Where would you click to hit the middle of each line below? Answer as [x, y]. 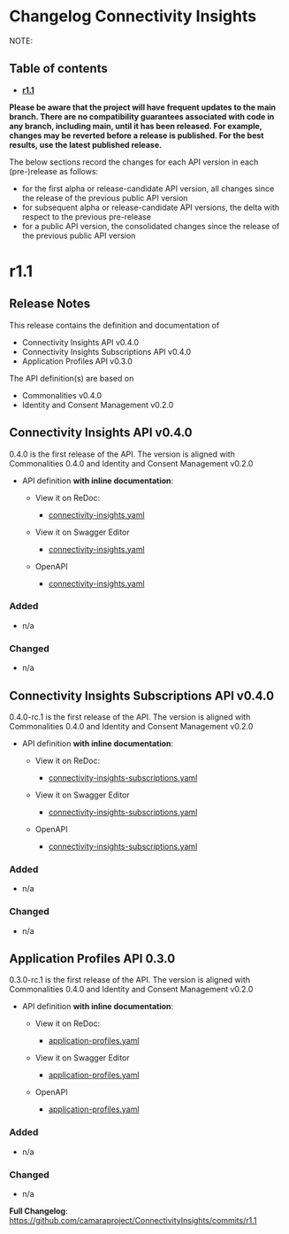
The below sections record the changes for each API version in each [134, 162]
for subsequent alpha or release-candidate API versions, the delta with [151, 207]
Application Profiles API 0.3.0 [92, 958]
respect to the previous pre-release [87, 216]
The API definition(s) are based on [72, 378]
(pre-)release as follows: [54, 171]
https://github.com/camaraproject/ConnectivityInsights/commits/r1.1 [133, 1220]
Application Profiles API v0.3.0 [77, 361]
